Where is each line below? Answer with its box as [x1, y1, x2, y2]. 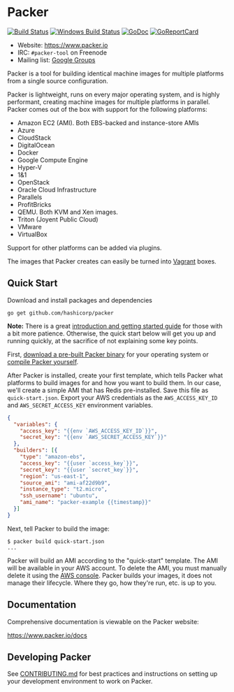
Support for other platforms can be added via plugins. [7, 243, 162, 252]
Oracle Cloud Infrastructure [17, 185, 96, 194]
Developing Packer [7, 651, 92, 663]
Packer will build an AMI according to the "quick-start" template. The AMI [7, 556, 219, 565]
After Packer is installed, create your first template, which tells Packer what [7, 371, 224, 380]
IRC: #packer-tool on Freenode [17, 48, 107, 57]
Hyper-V [17, 163, 42, 171]
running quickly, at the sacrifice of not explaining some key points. [7, 336, 198, 345]
